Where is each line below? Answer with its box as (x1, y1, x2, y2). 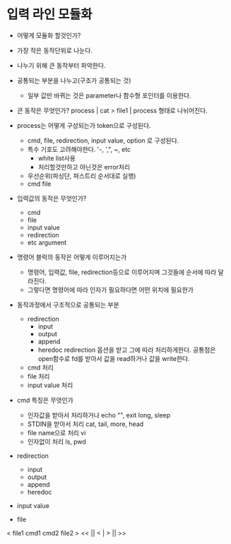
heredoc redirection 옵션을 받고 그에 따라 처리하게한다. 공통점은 (37, 345, 216, 354)
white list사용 (37, 153, 76, 162)
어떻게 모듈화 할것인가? (16, 31, 81, 40)
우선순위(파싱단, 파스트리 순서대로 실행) (27, 171, 136, 180)
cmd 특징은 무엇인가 (16, 396, 73, 404)
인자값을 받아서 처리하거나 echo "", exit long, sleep (27, 410, 171, 419)
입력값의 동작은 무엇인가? (16, 194, 87, 202)
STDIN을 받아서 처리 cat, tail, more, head (27, 420, 144, 428)
